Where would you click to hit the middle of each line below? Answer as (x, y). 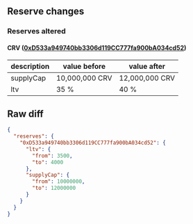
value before (84, 66)
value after (147, 66)
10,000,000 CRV (84, 78)
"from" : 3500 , (52, 156)
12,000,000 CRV (147, 78)
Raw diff (25, 114)
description (30, 66)
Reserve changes (46, 11)
